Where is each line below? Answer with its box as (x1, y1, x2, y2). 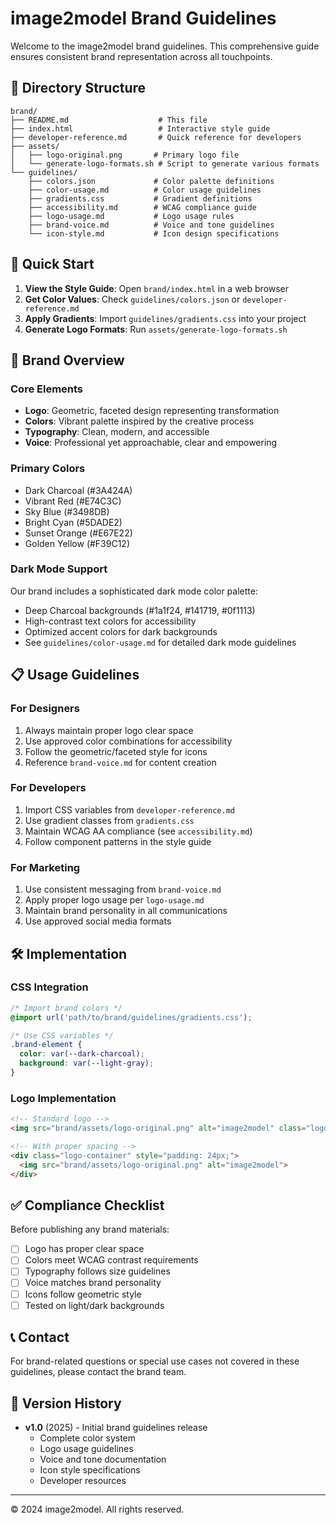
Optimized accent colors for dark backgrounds (24, 625, 218, 637)
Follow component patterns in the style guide (24, 835, 212, 847)
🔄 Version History (10, 1395, 122, 1412)
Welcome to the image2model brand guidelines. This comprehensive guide (10, 40, 320, 52)
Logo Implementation (10, 1091, 117, 1105)
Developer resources (39, 1475, 127, 1487)
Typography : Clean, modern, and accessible (24, 426, 210, 438)
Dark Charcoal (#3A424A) (24, 484, 133, 496)
